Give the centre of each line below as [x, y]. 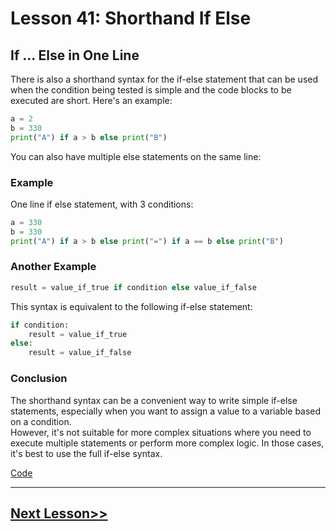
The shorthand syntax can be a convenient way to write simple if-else [154, 400]
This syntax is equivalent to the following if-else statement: [131, 306]
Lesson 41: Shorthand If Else [131, 18]
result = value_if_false [80, 353]
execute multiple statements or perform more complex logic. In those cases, [167, 443]
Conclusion [39, 379]
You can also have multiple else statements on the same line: [136, 156]
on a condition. [41, 421]
